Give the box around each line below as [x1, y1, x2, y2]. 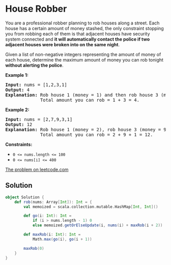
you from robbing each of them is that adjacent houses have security [5, 31, 150, 37]
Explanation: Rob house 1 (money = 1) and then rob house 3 [5, 92, 159, 98]
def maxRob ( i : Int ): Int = [23, 232, 81, 237]
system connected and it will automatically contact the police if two [5, 36, 150, 42]
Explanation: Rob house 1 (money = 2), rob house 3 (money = [5, 127, 161, 132]
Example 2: [5, 106, 30, 112]
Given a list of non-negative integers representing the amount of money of [5, 51, 161, 57]
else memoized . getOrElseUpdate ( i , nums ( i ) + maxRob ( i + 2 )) [32, 223, 163, 228]
